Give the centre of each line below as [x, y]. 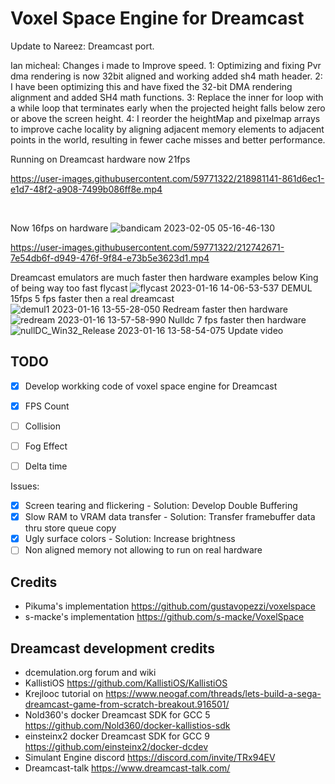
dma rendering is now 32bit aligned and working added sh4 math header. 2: [166, 76]
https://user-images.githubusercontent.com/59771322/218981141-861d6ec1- [167, 178]
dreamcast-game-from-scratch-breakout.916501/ [127, 704]
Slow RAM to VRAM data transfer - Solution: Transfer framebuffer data [170, 517]
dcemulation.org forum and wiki [90, 672]
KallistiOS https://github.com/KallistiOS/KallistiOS [126, 683]
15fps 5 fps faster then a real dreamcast [92, 298]
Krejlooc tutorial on [64, 693]
